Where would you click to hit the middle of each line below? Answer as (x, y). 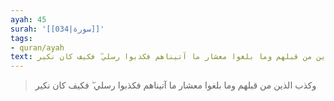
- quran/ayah (37, 47)
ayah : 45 (28, 19)
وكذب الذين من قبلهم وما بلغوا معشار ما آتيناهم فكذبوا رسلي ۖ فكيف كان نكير (175, 85)
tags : (21, 38)
